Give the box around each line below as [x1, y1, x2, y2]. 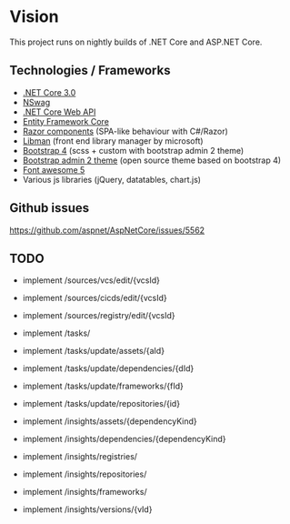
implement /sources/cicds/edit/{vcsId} [22, 293, 167, 304]
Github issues [9, 200, 90, 216]
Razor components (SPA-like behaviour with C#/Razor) [22, 126, 229, 136]
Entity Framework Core [22, 116, 109, 126]
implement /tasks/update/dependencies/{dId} [22, 363, 195, 374]
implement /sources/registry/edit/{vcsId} [22, 310, 175, 321]
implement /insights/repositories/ [22, 469, 147, 479]
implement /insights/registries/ [22, 451, 138, 462]
